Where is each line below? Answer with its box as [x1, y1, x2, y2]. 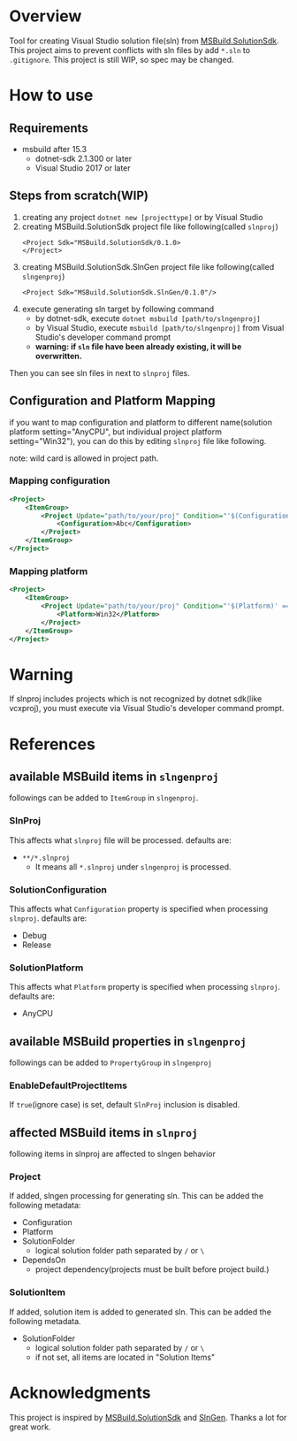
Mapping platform [9, 564, 88, 577]
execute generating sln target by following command [21, 303, 215, 314]
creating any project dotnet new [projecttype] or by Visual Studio [21, 211, 263, 222]
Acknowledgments [9, 1383, 152, 1403]
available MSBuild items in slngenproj [9, 769, 219, 784]
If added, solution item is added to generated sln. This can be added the [9, 1307, 272, 1317]
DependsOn [21, 1254, 66, 1266]
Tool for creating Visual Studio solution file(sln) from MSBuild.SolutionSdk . [9, 35, 280, 46]
